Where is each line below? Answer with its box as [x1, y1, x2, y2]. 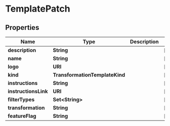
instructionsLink [8, 88, 48, 95]
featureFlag [8, 112, 36, 119]
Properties [5, 23, 39, 32]
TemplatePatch [5, 3, 70, 15]
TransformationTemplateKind [53, 71, 125, 78]
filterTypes [8, 96, 35, 103]
